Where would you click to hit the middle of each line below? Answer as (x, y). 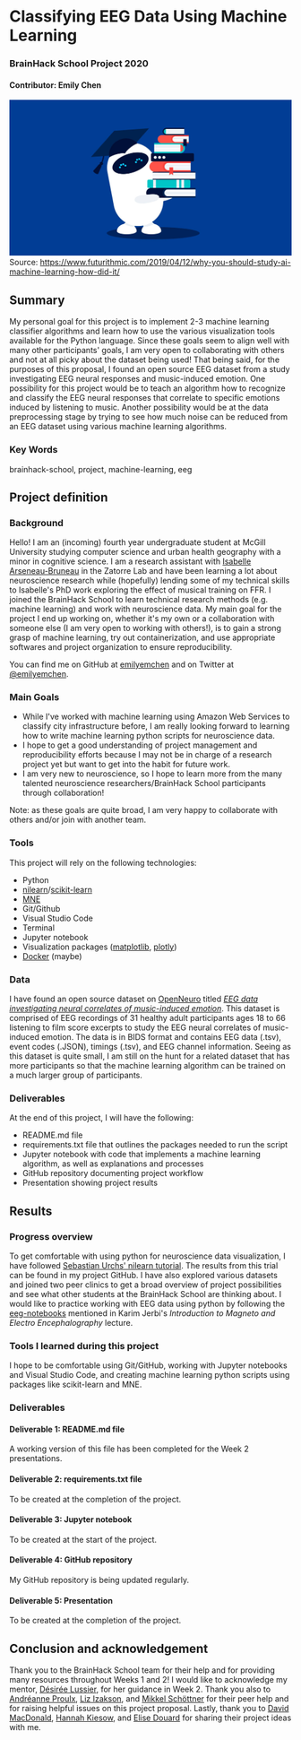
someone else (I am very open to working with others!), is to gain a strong (146, 628)
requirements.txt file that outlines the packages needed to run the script (155, 1145)
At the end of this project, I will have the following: (102, 1118)
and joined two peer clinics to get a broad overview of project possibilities (146, 1285)
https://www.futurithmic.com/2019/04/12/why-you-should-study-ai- (165, 263)
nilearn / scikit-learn (57, 889)
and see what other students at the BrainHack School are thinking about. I (146, 1294)
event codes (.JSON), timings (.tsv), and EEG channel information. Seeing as (150, 1047)
